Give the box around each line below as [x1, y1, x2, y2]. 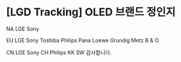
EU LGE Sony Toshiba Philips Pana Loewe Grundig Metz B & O [6, 37, 159, 44]
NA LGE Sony [6, 25, 39, 32]
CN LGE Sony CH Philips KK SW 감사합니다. [6, 48, 112, 56]
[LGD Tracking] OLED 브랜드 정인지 [6, 5, 176, 19]
